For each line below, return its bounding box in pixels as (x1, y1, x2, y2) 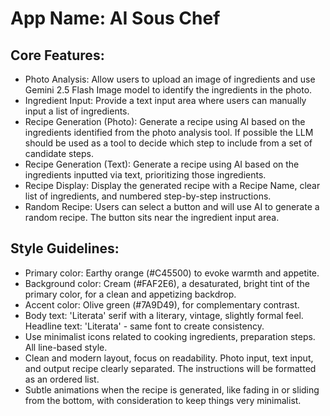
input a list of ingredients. (24, 105, 130, 117)
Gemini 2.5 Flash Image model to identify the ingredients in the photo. (24, 84, 313, 96)
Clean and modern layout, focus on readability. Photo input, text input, (24, 352, 314, 364)
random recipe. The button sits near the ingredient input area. (24, 212, 280, 223)
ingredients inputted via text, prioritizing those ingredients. (24, 169, 267, 181)
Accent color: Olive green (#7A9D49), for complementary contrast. (24, 298, 300, 311)
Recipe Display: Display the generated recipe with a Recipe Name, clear (24, 180, 321, 191)
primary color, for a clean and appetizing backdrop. (24, 288, 237, 300)
